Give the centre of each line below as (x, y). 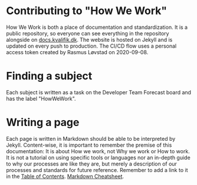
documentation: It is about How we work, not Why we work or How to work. (98, 151)
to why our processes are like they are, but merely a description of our (91, 164)
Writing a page (43, 123)
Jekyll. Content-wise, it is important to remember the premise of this (89, 145)
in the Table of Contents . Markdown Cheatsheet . (65, 176)
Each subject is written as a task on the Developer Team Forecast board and (99, 92)
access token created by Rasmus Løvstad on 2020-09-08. (77, 52)
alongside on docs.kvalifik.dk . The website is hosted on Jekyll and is (89, 39)
